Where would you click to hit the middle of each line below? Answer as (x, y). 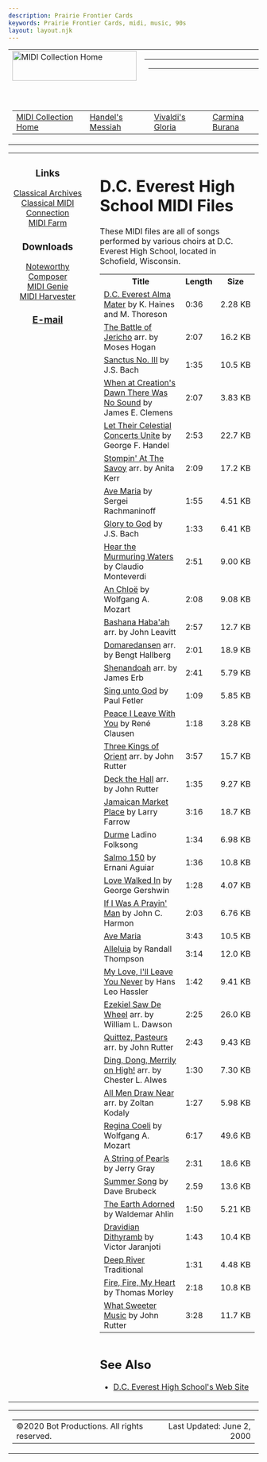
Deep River (124, 1259)
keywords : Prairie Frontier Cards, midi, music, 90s (97, 23)
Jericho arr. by (131, 337)
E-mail (48, 320)
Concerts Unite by (138, 435)
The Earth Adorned (139, 1204)
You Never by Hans (140, 981)
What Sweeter (130, 1305)
